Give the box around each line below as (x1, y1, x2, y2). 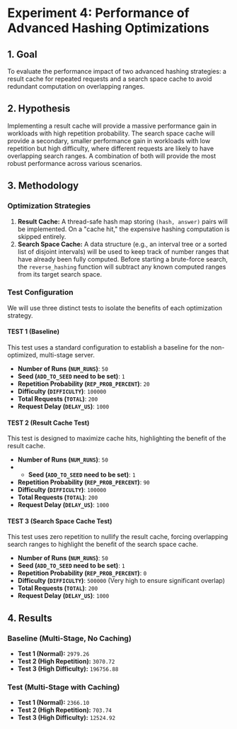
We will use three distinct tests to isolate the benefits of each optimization (7, 304, 223, 312)
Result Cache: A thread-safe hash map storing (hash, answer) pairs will (17, 217, 228, 226)
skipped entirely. (17, 232, 67, 240)
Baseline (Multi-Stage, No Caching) (7, 633, 132, 643)
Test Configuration (7, 287, 74, 297)
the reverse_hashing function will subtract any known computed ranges (17, 262, 226, 271)
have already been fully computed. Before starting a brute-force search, (17, 255, 229, 263)
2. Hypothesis (7, 103, 71, 115)
